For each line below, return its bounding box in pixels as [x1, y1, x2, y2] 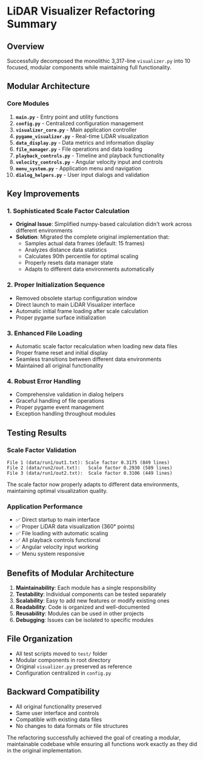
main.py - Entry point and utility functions [15, 113, 119, 121]
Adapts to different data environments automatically [24, 265, 155, 273]
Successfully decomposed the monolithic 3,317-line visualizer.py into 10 [7, 58, 190, 64]
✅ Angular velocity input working [15, 543, 99, 550]
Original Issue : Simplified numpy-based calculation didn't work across [15, 220, 192, 228]
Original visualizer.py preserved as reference [15, 663, 132, 670]
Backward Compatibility [7, 687, 100, 697]
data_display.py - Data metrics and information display [15, 139, 154, 146]
